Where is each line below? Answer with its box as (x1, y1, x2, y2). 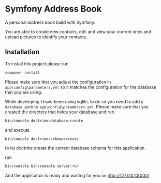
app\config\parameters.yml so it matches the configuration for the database (5, 84, 157, 90)
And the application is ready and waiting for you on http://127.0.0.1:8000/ (5, 173, 150, 179)
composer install (5, 70, 40, 75)
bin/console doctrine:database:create (5, 118, 83, 123)
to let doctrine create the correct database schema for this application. (5, 145, 146, 151)
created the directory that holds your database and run (5, 109, 115, 115)
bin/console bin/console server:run (5, 164, 79, 169)
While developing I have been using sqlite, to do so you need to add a (5, 98, 144, 105)
